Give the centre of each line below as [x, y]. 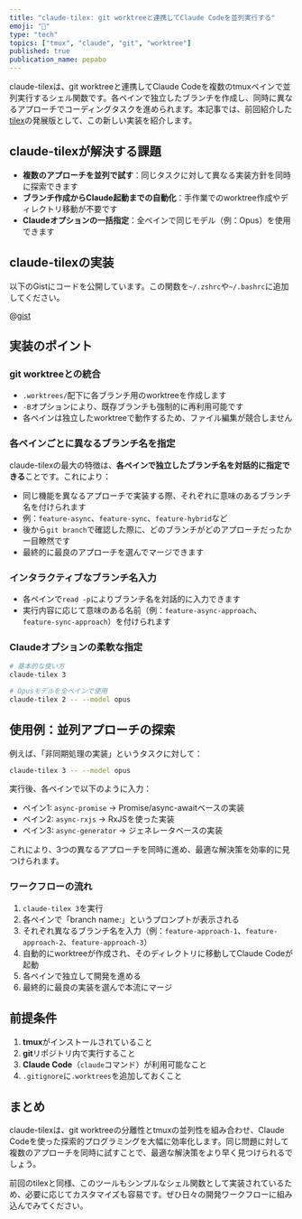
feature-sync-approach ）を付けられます [96, 621]
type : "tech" [34, 34]
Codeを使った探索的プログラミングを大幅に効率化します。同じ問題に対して [149, 1141]
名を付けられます [54, 507]
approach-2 [43, 943]
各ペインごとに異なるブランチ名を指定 [92, 443]
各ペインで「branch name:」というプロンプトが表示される [131, 919]
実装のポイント [51, 346]
